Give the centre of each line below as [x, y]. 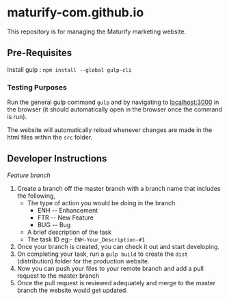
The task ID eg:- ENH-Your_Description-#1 [86, 239]
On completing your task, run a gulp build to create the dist [102, 254]
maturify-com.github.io [76, 13]
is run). [17, 117]
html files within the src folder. [50, 138]
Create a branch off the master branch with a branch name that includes [119, 188]
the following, [36, 196]
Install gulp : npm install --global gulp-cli [69, 69]
